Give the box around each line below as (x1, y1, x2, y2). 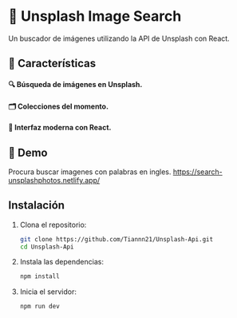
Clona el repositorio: (19, 220, 87, 229)
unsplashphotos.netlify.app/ (8, 175, 101, 185)
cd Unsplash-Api (19, 243, 74, 251)
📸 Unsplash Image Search (8, 7, 182, 26)
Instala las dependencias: (19, 257, 104, 267)
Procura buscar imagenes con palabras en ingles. (8, 167, 172, 177)
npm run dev (19, 303, 60, 311)
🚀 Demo (8, 145, 48, 159)
